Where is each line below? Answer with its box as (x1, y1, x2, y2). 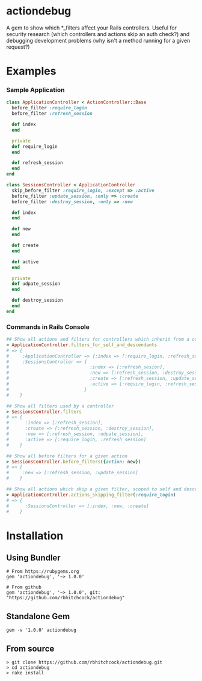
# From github (6, 584, 42, 590)
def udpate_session (11, 281, 61, 287)
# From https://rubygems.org (6, 569, 79, 575)
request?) (6, 43, 30, 50)
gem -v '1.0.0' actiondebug (6, 627, 77, 634)
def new (11, 226, 31, 232)
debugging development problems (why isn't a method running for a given (6, 37, 191, 44)
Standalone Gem (6, 611, 70, 621)
